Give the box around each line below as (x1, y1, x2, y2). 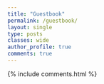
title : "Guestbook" (7, 10, 66, 18)
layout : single (7, 23, 53, 31)
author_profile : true (7, 43, 72, 51)
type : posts (7, 30, 43, 38)
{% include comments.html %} (7, 69, 98, 78)
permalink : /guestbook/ (7, 17, 78, 24)
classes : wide (7, 37, 50, 44)
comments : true (7, 51, 53, 58)
